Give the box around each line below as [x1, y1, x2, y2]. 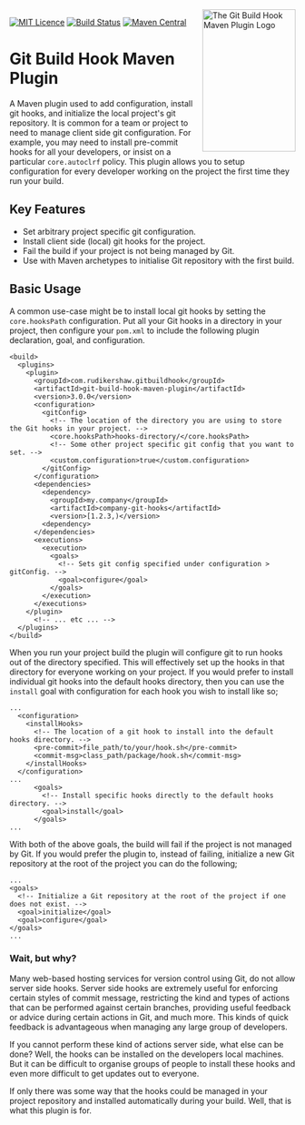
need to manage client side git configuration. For [9, 127, 192, 137]
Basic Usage [9, 281, 82, 297]
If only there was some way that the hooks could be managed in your [9, 1085, 268, 1096]
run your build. [9, 175, 64, 186]
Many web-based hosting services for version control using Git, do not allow [9, 973, 296, 984]
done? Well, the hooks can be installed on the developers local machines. [9, 1049, 284, 1059]
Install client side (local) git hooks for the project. [22, 236, 206, 247]
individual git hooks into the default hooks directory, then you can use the [9, 675, 285, 686]
